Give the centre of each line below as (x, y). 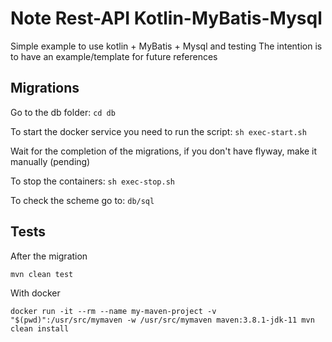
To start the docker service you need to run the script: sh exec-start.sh (158, 131)
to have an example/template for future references (114, 56)
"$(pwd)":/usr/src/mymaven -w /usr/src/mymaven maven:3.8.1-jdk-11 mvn (162, 320)
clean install (40, 328)
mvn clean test (42, 274)
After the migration (49, 256)
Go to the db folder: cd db (63, 112)
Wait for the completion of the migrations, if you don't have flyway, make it (164, 151)
